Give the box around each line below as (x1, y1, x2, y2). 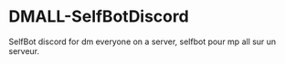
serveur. (8, 45, 40, 56)
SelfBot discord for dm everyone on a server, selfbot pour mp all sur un (8, 36, 277, 47)
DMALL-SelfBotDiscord (8, 6, 189, 27)
